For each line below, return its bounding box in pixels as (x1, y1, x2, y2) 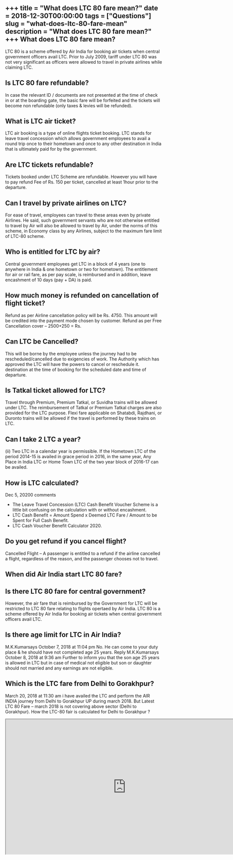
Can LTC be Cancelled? (5, 338, 79, 346)
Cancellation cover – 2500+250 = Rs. (5, 323, 82, 329)
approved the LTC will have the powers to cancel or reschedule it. (5, 361, 140, 367)
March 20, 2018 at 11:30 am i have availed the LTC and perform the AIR (5, 692, 150, 698)
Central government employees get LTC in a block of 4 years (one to (5, 261, 146, 267)
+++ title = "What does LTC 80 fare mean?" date (5, 4, 158, 12)
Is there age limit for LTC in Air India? (5, 631, 121, 639)
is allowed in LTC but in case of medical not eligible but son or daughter (5, 660, 152, 666)
